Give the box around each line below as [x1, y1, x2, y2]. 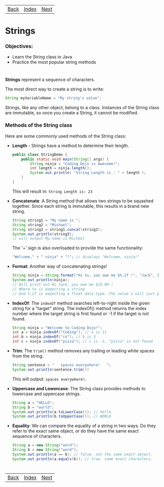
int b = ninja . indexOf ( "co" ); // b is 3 [12, 334, 96, 340]
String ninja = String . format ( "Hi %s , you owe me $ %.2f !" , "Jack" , [12, 273, 155, 278]
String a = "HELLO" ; [12, 400, 54, 405]
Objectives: [5, 43, 33, 50]
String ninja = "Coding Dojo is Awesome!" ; [30, 161, 120, 166]
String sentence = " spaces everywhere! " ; [12, 363, 111, 368]
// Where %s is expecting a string [12, 286, 85, 291]
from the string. [12, 353, 44, 359]
